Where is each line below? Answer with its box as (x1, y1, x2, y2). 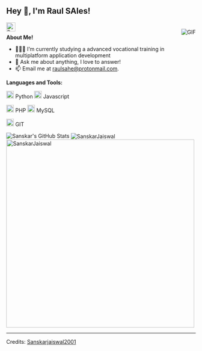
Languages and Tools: (6, 79, 63, 86)
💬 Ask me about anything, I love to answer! (14, 58, 121, 65)
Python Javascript (14, 93, 70, 100)
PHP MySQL (14, 107, 55, 114)
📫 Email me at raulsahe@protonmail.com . (14, 64, 119, 72)
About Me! (6, 34, 34, 41)
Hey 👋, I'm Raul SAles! (6, 6, 91, 16)
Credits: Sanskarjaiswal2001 (6, 338, 76, 346)
